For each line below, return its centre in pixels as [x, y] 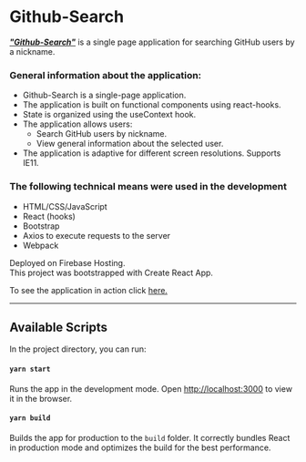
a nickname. [32, 51]
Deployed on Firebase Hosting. [67, 262]
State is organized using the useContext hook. [109, 115]
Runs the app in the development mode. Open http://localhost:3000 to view [151, 388]
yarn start [30, 369]
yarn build [30, 418]
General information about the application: [106, 75]
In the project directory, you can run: [78, 349]
